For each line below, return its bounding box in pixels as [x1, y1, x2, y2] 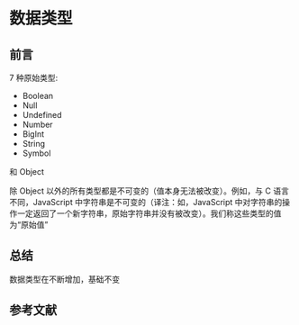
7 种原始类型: [9, 73, 59, 83]
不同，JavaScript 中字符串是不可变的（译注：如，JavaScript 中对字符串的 [9, 197, 283, 207]
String [22, 139, 46, 149]
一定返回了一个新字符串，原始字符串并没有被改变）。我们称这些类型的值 [16, 208, 282, 219]
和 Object [9, 167, 45, 176]
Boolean [22, 91, 54, 101]
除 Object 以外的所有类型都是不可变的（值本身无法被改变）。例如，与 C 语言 [9, 185, 290, 196]
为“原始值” [9, 220, 49, 230]
